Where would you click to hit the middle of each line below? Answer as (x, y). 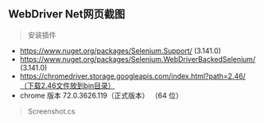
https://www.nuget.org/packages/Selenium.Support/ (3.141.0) (120, 51)
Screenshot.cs (51, 111)
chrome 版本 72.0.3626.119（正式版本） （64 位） (101, 95)
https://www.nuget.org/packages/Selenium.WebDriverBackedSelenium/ (138, 59)
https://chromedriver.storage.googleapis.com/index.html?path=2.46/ (133, 76)
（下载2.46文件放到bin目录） (67, 85)
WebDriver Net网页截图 (67, 14)
